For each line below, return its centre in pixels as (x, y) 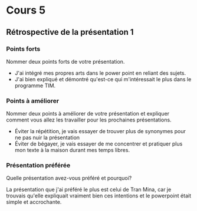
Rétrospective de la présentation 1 (70, 32)
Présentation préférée (38, 166)
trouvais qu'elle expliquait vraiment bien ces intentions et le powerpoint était (99, 196)
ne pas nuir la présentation (47, 138)
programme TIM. (35, 85)
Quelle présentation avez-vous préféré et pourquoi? (69, 178)
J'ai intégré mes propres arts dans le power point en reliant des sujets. (100, 73)
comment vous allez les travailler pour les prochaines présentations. (89, 120)
